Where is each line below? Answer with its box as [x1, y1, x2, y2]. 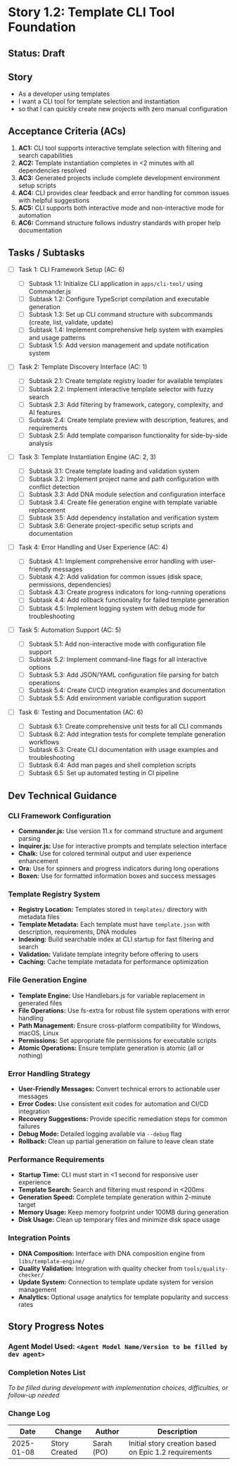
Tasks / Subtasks [8, 246, 85, 258]
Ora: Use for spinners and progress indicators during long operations [18, 864, 219, 873]
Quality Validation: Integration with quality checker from [18, 1264, 183, 1272]
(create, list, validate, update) [28, 318, 114, 327]
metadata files [18, 913, 60, 921]
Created [51, 1448, 78, 1458]
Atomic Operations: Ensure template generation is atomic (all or [18, 1044, 205, 1052]
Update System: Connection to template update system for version [18, 1277, 214, 1286]
